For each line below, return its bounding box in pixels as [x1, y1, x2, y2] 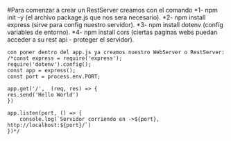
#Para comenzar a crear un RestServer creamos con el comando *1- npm [7, 6, 219, 14]
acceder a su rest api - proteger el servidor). [7, 35, 135, 44]
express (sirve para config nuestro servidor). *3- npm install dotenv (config [7, 21, 223, 28]
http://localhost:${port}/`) [7, 122, 92, 128]
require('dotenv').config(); [7, 61, 92, 68]
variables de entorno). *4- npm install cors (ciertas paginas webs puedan [7, 28, 218, 36]
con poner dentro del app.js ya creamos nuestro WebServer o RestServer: [7, 49, 225, 56]
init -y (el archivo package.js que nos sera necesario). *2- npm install [7, 13, 206, 22]
